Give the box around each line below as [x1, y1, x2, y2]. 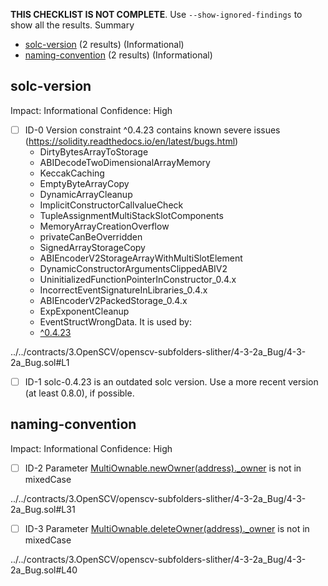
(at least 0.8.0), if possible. [24, 387, 135, 399]
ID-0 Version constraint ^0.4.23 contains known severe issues [24, 124, 281, 136]
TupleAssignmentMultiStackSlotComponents [39, 209, 224, 221]
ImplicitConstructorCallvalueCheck [39, 199, 184, 211]
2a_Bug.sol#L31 [10, 503, 76, 515]
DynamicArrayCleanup [39, 188, 133, 200]
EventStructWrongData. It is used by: [39, 315, 192, 328]
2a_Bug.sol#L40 [10, 564, 78, 576]
